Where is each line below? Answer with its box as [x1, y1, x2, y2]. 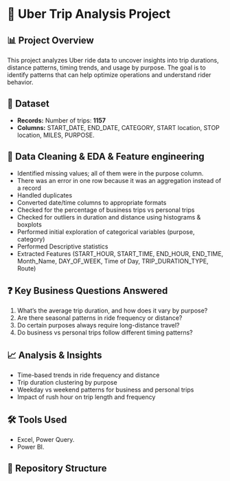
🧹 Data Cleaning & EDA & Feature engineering [7, 151, 205, 162]
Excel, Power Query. [16, 436, 75, 444]
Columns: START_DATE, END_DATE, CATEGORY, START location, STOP [16, 123, 220, 131]
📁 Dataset [7, 98, 50, 109]
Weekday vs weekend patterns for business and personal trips [16, 385, 194, 394]
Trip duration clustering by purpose [16, 378, 118, 387]
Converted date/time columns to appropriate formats [16, 198, 167, 206]
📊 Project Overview [7, 34, 94, 46]
